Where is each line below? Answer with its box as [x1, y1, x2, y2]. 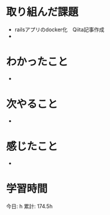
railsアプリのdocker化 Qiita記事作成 [14, 26, 105, 33]
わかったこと [6, 55, 69, 68]
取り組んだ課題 [6, 5, 79, 19]
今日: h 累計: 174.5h [6, 203, 53, 210]
